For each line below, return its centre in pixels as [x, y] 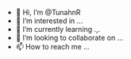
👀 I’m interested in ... [49, 21]
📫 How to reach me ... [52, 47]
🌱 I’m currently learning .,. [58, 29]
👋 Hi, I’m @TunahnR [48, 12]
